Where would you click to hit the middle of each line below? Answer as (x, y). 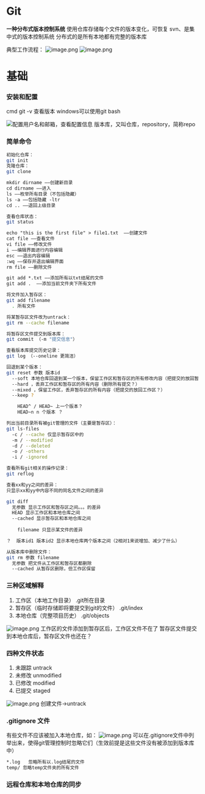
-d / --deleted (31, 446)
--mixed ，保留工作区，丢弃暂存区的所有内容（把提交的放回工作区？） (89, 390)
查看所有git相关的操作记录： (38, 468)
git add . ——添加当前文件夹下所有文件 (51, 284)
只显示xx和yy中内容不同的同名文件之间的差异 (55, 490)
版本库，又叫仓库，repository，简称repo (145, 124)
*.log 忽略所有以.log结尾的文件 (45, 762)
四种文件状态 (25, 653)
